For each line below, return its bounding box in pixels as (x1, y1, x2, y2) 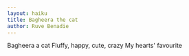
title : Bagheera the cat (7, 16, 78, 23)
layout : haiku (7, 10, 48, 17)
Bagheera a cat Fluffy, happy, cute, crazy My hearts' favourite (7, 42, 183, 50)
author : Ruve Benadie (7, 23, 69, 29)
